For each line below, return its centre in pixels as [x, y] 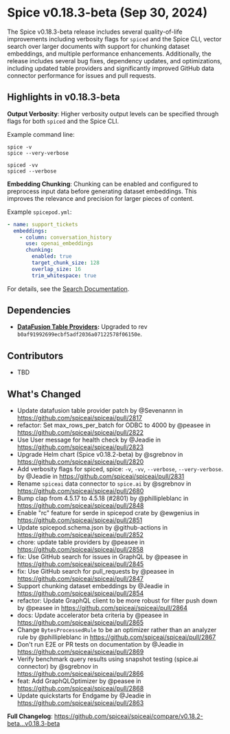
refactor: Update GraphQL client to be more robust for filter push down [117, 601]
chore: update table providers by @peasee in [81, 542]
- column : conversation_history [66, 237]
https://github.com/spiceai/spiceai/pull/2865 [80, 623]
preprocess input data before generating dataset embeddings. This [102, 191]
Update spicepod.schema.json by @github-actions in [92, 528]
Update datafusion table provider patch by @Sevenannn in [100, 411]
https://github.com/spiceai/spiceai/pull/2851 [80, 520]
